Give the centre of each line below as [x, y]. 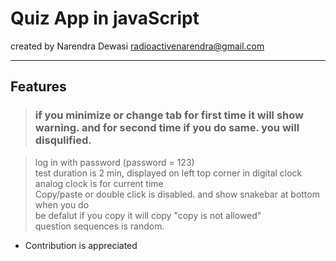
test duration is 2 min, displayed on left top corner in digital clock [168, 173]
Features [38, 87]
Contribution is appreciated [81, 245]
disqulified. [63, 140]
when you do [62, 204]
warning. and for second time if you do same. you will [167, 128]
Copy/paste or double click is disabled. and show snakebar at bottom [177, 194]
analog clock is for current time [99, 183]
